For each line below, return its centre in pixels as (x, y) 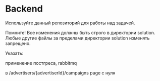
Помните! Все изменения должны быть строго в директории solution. (80, 32)
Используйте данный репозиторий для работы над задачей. (70, 23)
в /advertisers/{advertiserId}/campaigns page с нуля (60, 73)
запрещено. (18, 43)
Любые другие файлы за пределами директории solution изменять (77, 38)
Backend (24, 9)
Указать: (14, 53)
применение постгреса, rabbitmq (41, 63)
